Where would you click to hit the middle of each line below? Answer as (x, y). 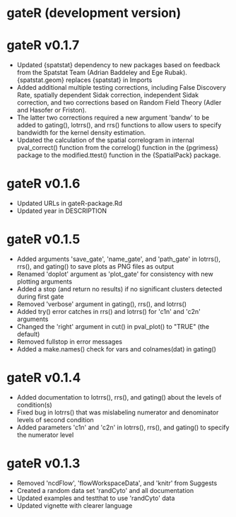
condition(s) (34, 405)
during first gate (40, 296)
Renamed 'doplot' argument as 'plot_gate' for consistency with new (115, 274)
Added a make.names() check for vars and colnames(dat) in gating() (117, 349)
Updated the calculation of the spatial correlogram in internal (106, 140)
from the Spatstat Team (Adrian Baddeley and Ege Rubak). (102, 73)
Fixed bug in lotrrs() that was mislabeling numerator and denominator (118, 412)
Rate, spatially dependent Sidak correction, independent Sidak (108, 95)
